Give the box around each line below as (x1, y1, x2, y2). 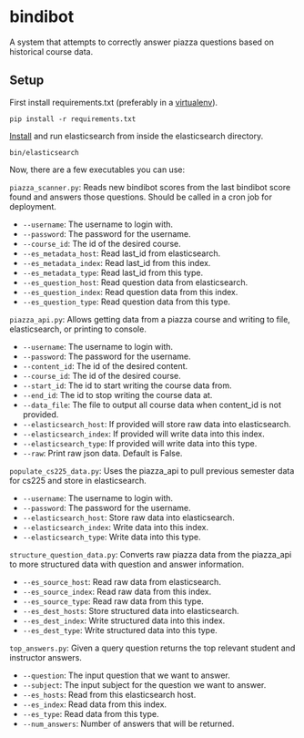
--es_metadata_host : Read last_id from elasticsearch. (22, 248, 221, 259)
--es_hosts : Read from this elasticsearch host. (22, 689, 197, 700)
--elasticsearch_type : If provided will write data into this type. (22, 437, 258, 448)
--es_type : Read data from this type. (22, 708, 159, 719)
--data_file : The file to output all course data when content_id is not (22, 399, 282, 410)
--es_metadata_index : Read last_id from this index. (22, 257, 211, 268)
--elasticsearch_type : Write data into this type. (22, 531, 201, 542)
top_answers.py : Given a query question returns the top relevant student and (9, 642, 296, 653)
